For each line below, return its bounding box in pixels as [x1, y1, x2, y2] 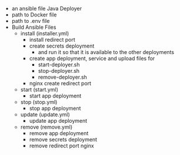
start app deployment [29, 92, 82, 99]
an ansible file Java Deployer [11, 5, 82, 12]
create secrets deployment [29, 42, 95, 49]
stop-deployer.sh [38, 68, 80, 74]
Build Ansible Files [11, 23, 56, 31]
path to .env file [11, 18, 50, 24]
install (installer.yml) [20, 30, 69, 37]
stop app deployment [29, 105, 81, 112]
